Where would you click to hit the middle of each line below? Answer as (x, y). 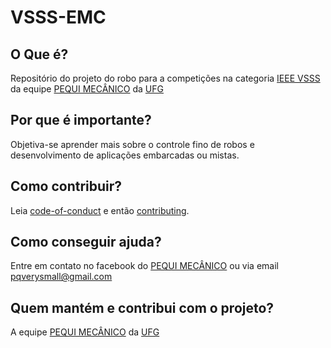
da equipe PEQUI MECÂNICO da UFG (87, 89)
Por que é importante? (81, 120)
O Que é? (39, 54)
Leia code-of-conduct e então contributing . (100, 210)
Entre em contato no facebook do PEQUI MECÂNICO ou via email (144, 266)
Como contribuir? (66, 186)
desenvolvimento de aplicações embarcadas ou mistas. (125, 155)
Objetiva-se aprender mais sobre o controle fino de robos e (132, 144)
